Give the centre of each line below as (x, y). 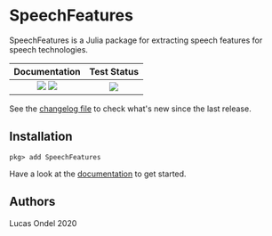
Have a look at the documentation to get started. (98, 174)
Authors (32, 202)
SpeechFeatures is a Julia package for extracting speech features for (136, 40)
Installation (41, 137)
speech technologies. (49, 49)
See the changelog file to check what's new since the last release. (130, 109)
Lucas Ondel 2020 (43, 223)
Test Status (114, 71)
